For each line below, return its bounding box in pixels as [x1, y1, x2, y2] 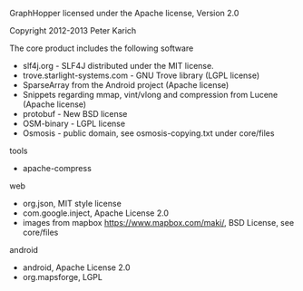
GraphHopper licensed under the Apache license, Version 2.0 [9, 8, 239, 18]
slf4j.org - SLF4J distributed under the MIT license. [22, 61, 215, 71]
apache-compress [22, 163, 93, 173]
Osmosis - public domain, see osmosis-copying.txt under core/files [22, 128, 275, 139]
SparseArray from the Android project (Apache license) [22, 80, 230, 90]
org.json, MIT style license [22, 199, 122, 209]
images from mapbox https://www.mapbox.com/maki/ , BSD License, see [22, 218, 295, 228]
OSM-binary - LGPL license [22, 118, 125, 129]
